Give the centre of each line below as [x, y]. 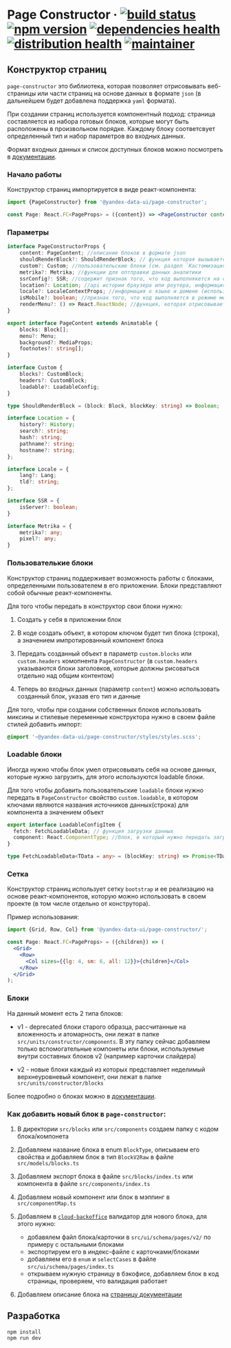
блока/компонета [43, 1136]
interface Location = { [41, 418]
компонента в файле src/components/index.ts [84, 1183]
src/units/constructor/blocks [60, 1083]
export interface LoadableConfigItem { [64, 825]
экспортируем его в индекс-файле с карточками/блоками [113, 1251]
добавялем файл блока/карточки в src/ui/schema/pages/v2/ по [119, 1237]
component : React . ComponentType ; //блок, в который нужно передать [112, 838]
